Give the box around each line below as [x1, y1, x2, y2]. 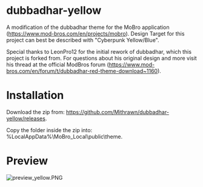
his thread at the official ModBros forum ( [6, 61, 109, 68]
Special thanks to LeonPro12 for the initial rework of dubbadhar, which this [6, 48, 192, 55]
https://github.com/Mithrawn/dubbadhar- [65, 108, 170, 115]
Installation [6, 89, 64, 103]
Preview [6, 154, 48, 168]
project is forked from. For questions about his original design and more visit [6, 54, 197, 62]
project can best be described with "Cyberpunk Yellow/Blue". [6, 36, 159, 43]
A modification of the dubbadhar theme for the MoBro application [6, 24, 170, 31]
